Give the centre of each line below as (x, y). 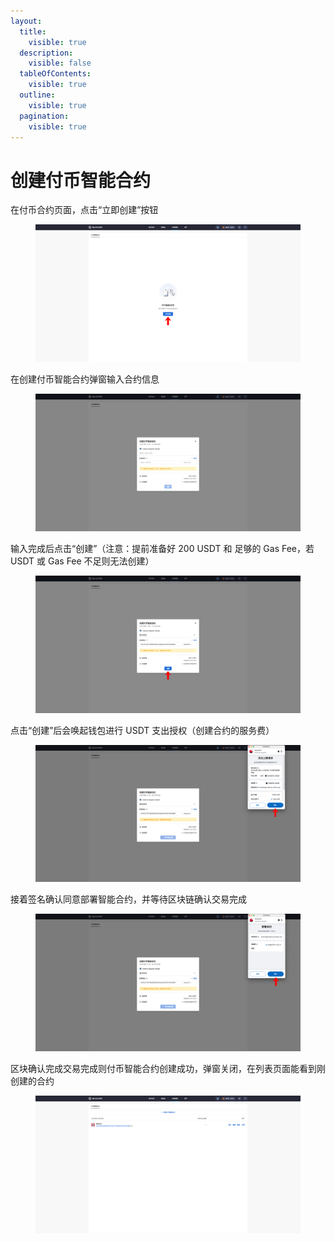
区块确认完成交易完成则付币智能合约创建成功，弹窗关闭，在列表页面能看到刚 (168, 1068)
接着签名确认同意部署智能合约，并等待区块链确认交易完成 (128, 899)
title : (33, 31)
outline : (37, 95)
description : (46, 53)
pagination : (44, 116)
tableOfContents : (55, 74)
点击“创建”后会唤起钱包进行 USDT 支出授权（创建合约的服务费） (142, 730)
